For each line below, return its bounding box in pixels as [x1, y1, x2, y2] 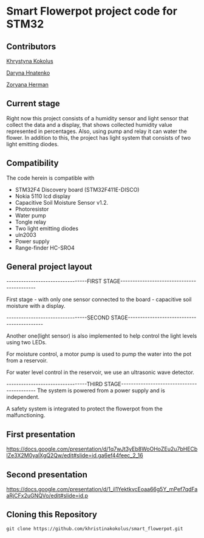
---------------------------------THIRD [6, 381, 103, 388]
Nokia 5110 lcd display [15, 192, 71, 200]
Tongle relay [15, 218, 47, 225]
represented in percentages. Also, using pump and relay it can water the [6, 128, 187, 135]
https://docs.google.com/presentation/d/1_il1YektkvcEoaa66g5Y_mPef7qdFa [6, 486, 198, 493]
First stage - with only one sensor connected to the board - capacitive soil [6, 296, 192, 303]
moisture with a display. [6, 302, 66, 310]
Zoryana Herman [6, 81, 49, 88]
